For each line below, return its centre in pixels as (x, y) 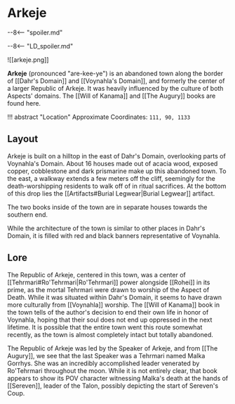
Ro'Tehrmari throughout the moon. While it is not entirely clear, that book (112, 370)
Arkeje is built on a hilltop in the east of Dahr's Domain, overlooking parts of (116, 156)
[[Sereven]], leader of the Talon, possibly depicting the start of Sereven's (113, 386)
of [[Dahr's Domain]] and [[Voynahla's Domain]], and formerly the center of (116, 81)
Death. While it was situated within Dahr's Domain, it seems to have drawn (115, 297)
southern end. (27, 214)
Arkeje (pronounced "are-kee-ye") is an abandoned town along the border (115, 73)
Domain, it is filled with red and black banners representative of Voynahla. (114, 235)
